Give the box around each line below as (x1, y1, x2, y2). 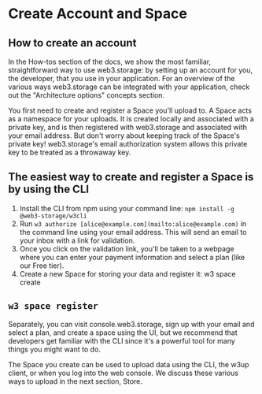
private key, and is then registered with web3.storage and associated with (8, 123, 248, 132)
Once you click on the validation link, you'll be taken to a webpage (19, 243, 234, 253)
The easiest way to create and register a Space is (8, 170, 254, 184)
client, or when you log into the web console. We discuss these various (8, 368, 238, 377)
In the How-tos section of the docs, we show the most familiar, (8, 57, 212, 66)
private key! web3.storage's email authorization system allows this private (8, 139, 248, 148)
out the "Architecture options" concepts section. (8, 91, 165, 99)
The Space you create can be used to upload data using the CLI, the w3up (8, 359, 249, 369)
